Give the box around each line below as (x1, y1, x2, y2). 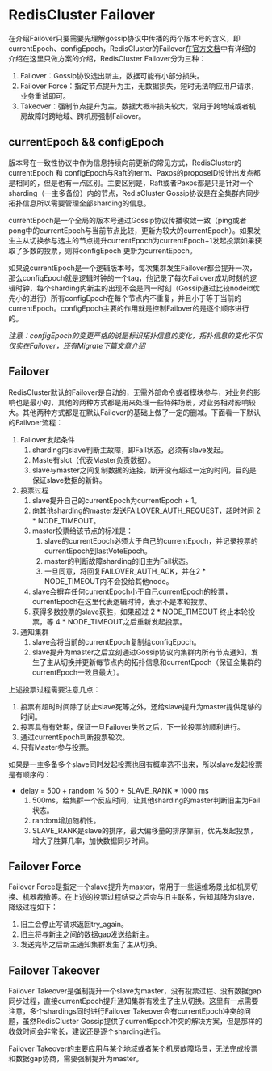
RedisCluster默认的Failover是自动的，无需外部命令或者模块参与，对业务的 (8, 387, 254, 397)
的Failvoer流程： (8, 417, 64, 427)
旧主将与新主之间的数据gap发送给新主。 (19, 929, 153, 939)
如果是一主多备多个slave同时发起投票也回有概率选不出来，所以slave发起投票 (8, 759, 262, 769)
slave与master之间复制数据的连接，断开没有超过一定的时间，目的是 (31, 465, 257, 475)
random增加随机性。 (31, 815, 101, 825)
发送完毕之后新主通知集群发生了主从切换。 (19, 940, 162, 950)
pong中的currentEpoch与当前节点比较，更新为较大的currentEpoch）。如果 (8, 225, 254, 235)
